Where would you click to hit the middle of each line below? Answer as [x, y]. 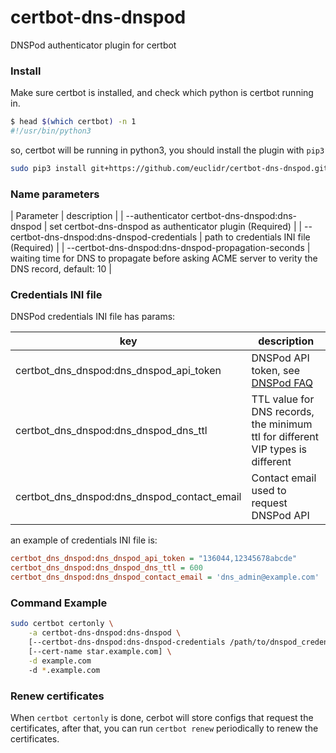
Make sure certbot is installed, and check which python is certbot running [162, 93]
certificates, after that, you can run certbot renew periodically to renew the [164, 728]
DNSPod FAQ [282, 383]
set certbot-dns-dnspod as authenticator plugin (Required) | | [176, 227]
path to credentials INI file [257, 237]
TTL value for [283, 399]
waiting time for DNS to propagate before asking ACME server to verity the [164, 258]
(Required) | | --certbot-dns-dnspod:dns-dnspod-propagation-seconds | [160, 248]
